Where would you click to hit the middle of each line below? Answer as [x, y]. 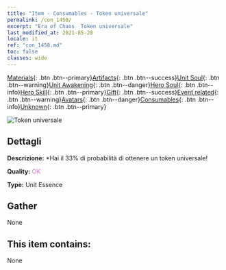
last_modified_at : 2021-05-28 [50, 33]
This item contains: [49, 244]
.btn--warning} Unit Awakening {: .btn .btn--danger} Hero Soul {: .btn [101, 85]
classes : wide [27, 58]
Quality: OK [24, 171]
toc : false [23, 52]
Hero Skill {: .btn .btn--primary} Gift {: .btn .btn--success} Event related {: [120, 92]
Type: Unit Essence [35, 184]
